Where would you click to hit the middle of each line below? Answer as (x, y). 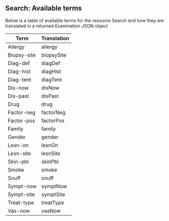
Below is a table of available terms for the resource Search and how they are (84, 20)
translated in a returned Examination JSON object (57, 26)
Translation (55, 38)
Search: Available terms (44, 8)
